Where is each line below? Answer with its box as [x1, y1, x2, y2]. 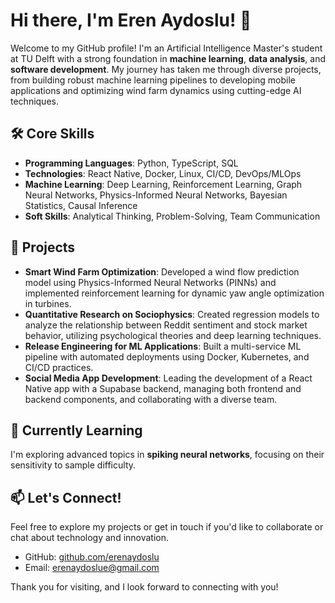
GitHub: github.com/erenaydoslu [24, 551, 160, 563]
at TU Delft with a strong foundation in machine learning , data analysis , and [10, 52, 326, 64]
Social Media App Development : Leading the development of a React [24, 372, 313, 384]
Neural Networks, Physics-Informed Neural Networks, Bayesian [24, 189, 288, 201]
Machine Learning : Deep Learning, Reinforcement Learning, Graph [24, 178, 303, 190]
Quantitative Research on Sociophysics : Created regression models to [24, 308, 320, 320]
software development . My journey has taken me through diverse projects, [10, 63, 322, 75]
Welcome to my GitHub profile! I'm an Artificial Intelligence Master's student [10, 42, 323, 54]
